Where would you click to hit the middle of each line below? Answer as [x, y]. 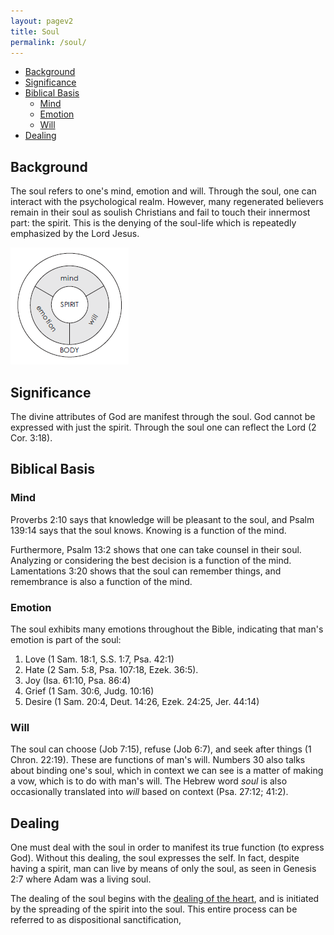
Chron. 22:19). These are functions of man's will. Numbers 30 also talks [158, 760]
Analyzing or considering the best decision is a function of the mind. [151, 560]
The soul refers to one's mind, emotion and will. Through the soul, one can [163, 191]
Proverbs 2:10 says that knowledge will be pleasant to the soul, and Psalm [162, 519]
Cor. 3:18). [31, 438]
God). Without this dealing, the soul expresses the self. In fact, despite [155, 858]
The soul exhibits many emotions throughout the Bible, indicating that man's [167, 629]
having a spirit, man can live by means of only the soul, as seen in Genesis [163, 869]
